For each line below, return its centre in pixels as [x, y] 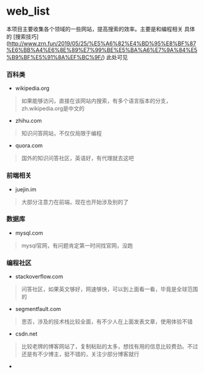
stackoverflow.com [39, 277]
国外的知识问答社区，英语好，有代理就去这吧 [78, 158]
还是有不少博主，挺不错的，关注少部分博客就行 [80, 354]
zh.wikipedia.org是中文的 [53, 109]
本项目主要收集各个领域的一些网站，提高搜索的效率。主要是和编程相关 [95, 29]
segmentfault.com [38, 309]
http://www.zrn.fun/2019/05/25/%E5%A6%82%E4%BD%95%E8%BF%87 [102, 43]
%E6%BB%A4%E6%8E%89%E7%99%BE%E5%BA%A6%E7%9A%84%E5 [102, 50]
